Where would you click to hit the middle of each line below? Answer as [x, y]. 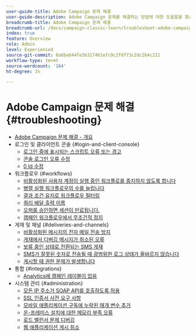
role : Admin [20, 44]
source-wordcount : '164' [36, 66]
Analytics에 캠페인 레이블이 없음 [60, 276]
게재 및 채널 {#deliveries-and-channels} [62, 225]
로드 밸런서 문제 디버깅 [49, 320]
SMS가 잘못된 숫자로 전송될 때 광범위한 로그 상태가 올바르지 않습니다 [101, 254]
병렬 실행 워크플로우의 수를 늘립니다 [64, 188]
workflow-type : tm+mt [32, 60]
